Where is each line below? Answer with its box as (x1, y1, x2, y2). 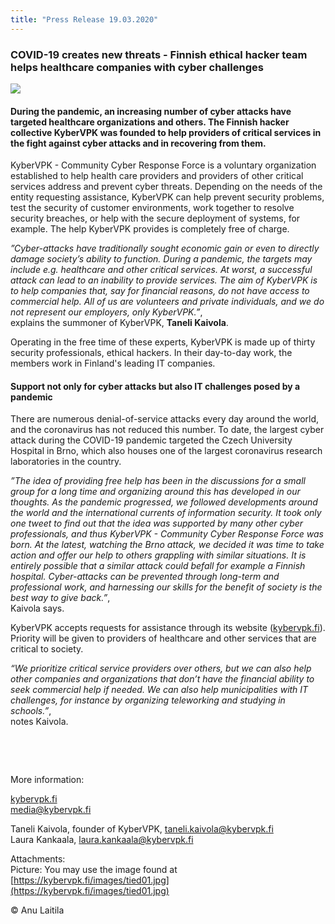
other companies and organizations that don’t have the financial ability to (10, 673, 315, 685)
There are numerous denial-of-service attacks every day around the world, (10, 413, 320, 425)
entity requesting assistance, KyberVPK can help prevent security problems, (10, 191, 325, 203)
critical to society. (10, 643, 84, 655)
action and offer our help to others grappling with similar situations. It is (10, 549, 307, 561)
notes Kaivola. (10, 716, 69, 728)
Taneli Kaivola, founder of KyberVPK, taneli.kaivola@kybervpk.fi (10, 823, 274, 835)
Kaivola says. (10, 602, 65, 615)
